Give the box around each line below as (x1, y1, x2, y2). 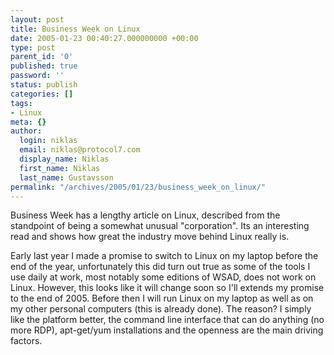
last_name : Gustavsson (19, 172, 114, 183)
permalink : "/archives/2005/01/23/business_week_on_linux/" (10, 182, 267, 192)
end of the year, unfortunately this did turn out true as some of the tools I (10, 261, 311, 273)
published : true (10, 61, 78, 71)
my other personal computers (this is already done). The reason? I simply (10, 303, 312, 315)
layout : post (10, 14, 65, 25)
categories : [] (10, 89, 74, 99)
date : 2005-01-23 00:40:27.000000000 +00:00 (10, 33, 199, 43)
